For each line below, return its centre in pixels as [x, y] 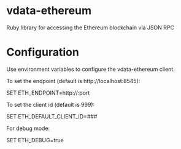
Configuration [43, 52]
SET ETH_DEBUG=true [35, 140]
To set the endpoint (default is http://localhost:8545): [73, 81]
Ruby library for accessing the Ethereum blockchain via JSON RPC [90, 27]
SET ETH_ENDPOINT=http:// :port [48, 93]
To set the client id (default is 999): [51, 104]
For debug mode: [28, 128]
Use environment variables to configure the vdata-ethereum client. [90, 69]
